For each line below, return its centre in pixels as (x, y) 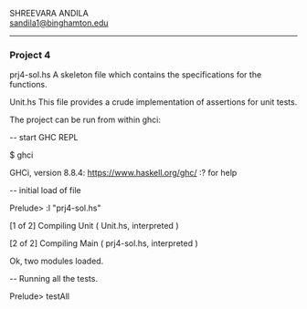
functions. (28, 85)
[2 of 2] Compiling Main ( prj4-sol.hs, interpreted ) (104, 243)
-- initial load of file (45, 191)
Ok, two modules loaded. (57, 261)
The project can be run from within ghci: (85, 120)
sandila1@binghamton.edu (59, 23)
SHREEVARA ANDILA (49, 13)
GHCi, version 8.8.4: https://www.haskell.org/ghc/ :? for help (123, 173)
